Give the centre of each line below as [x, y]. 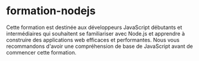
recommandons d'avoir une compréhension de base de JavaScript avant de [99, 46]
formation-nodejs [51, 11]
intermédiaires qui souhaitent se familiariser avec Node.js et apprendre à [96, 33]
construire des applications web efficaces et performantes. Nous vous [93, 40]
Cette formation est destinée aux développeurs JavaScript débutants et [94, 27]
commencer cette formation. [41, 52]
